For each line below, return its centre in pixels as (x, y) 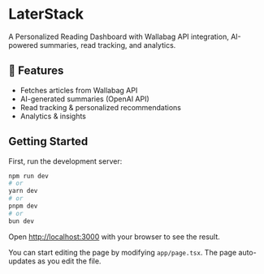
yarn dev (23, 191)
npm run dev (28, 176)
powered (23, 45)
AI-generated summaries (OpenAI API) (85, 99)
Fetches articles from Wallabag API (79, 90)
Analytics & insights (53, 116)
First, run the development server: (65, 161)
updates (22, 261)
